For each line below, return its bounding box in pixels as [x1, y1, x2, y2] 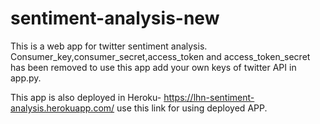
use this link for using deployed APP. [116, 102, 268, 114]
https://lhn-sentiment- [163, 91, 255, 103]
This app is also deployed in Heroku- [10, 91, 162, 103]
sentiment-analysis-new [10, 7, 220, 30]
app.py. [10, 72, 42, 84]
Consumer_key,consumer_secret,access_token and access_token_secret [10, 50, 311, 62]
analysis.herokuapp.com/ [10, 102, 115, 114]
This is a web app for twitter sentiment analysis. [10, 40, 208, 52]
